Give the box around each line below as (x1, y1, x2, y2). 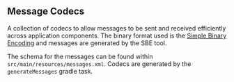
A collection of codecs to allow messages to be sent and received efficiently (7, 24, 226, 32)
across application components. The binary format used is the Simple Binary (7, 31, 227, 40)
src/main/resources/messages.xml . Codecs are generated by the (7, 59, 192, 68)
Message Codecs (7, 6, 85, 17)
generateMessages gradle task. (7, 67, 93, 75)
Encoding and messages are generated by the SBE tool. (7, 38, 167, 47)
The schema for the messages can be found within (7, 52, 153, 60)
